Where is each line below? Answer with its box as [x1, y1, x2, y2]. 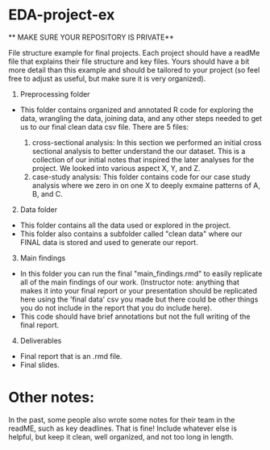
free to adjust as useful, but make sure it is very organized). [8, 73, 206, 83]
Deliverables [19, 335, 62, 345]
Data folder [19, 204, 58, 215]
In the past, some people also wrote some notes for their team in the [8, 415, 235, 424]
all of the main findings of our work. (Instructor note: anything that [19, 277, 239, 287]
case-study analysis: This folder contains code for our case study [31, 172, 251, 181]
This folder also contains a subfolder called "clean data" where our [19, 228, 243, 239]
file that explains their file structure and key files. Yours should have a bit [8, 56, 250, 66]
